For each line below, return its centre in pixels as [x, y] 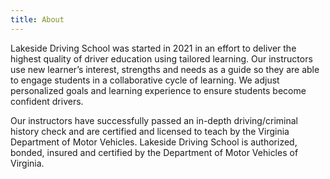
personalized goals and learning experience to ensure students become [158, 90]
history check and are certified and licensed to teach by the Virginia [150, 131]
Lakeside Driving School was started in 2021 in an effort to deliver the [153, 48]
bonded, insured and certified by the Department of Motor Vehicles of [154, 152]
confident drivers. [47, 101]
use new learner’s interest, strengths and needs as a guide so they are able [165, 69]
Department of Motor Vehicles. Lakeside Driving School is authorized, [154, 142]
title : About [37, 19]
